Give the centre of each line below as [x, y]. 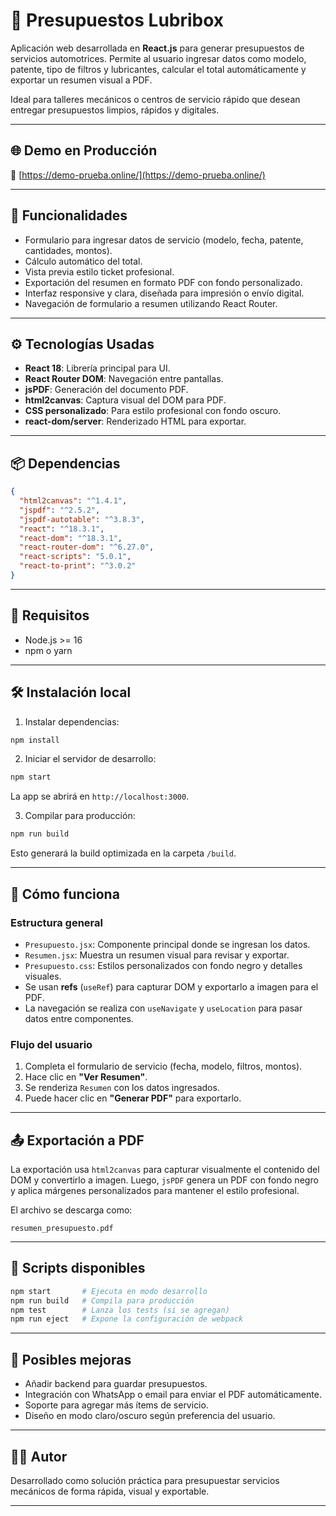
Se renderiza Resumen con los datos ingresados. [122, 1088]
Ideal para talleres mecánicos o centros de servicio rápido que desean [155, 99]
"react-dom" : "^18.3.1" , [71, 538]
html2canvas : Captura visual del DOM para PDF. [125, 400]
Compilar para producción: [80, 816]
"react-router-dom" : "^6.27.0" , [87, 547]
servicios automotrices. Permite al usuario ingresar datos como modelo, [158, 58]
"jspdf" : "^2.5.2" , [60, 510]
